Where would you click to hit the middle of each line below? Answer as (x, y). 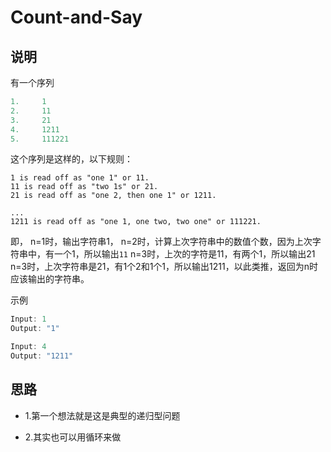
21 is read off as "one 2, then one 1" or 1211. (113, 196)
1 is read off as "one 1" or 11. (80, 178)
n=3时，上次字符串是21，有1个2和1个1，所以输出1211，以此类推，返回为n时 (164, 267)
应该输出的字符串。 (50, 279)
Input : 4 (28, 347)
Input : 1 (28, 319)
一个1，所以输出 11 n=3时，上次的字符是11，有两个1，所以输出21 (184, 254)
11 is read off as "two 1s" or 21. (84, 187)
